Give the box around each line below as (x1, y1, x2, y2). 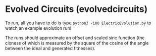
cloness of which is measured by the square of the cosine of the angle (5, 40, 149, 46)
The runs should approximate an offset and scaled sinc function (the (5, 35, 145, 41)
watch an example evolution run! (5, 25, 72, 31)
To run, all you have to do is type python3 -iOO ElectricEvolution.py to (5, 20, 152, 26)
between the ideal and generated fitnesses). (5, 45, 96, 51)
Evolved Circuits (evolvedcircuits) (5, 3, 148, 15)
